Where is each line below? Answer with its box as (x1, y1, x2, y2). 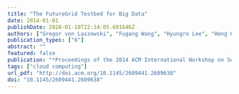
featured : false (7, 50, 55, 57)
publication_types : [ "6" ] (7, 37, 84, 44)
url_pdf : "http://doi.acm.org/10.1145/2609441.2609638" (7, 69, 176, 76)
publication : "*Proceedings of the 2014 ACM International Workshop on (7, 57, 224, 64)
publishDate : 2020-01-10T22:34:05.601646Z (7, 23, 135, 30)
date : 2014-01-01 (7, 17, 59, 24)
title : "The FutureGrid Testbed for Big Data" (7, 10, 148, 18)
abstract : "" (7, 43, 46, 50)
